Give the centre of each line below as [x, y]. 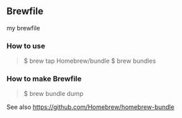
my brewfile [23, 28]
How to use [26, 46]
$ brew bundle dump [53, 94]
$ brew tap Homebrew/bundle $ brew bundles [90, 61]
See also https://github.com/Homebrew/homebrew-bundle [91, 107]
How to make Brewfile [44, 79]
